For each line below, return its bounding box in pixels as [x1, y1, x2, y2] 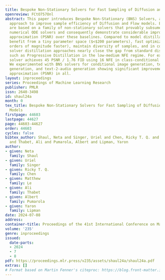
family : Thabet [9, 190, 41, 195]
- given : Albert [5, 195, 38, 199]
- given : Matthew [5, 176, 41, 181]
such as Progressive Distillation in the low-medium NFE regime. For [9, 53, 155, 58]
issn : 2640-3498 [5, 89, 38, 94]
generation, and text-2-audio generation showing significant [9, 67, 139, 72]
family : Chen [9, 171, 36, 177]
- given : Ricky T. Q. [5, 167, 50, 172]
